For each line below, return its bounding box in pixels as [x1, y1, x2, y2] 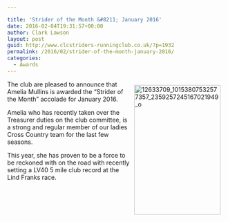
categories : [7, 55, 41, 62]
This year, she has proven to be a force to [7, 151, 126, 159]
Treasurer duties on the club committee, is [7, 115, 128, 124]
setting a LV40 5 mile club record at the [7, 165, 120, 174]
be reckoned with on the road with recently [7, 158, 130, 167]
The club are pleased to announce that [7, 80, 117, 89]
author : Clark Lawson [7, 29, 70, 36]
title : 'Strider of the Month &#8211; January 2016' [7, 16, 162, 23]
